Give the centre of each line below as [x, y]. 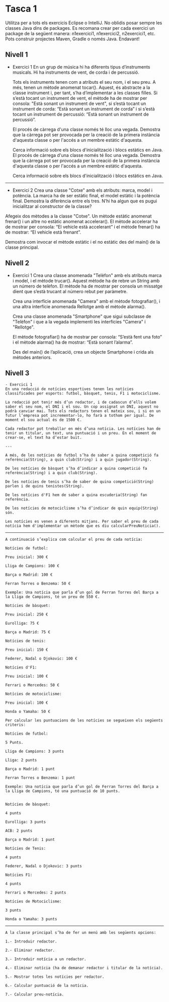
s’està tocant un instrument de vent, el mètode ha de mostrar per [80, 98]
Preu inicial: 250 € [27, 615]
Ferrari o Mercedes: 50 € [32, 685]
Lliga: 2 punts [21, 760]
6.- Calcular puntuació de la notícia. [47, 986]
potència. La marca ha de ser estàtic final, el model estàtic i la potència [86, 195]
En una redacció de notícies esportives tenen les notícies [70, 389]
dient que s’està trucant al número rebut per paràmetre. [70, 291]
